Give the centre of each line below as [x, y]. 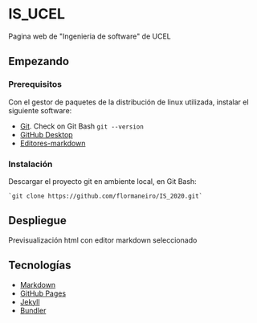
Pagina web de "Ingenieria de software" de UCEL [90, 36]
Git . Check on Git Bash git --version [82, 126]
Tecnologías [40, 266]
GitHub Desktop [47, 134]
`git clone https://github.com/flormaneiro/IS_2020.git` [106, 196]
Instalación [31, 164]
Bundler [33, 310]
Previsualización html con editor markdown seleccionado [103, 240]
